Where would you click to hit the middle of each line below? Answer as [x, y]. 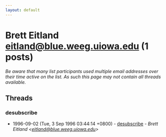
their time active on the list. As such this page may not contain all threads [83, 77]
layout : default [23, 10]
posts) [19, 57]
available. [16, 82]
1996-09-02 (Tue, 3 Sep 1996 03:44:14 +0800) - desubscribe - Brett [85, 124]
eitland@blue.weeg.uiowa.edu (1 [77, 46]
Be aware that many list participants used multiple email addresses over [82, 71]
